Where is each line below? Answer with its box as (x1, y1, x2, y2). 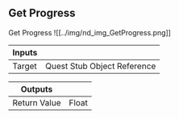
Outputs (20, 84, 53, 95)
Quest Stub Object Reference (45, 60, 156, 72)
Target (12, 60, 38, 72)
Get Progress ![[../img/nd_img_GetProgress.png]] (8, 27, 172, 37)
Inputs (12, 47, 38, 58)
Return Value (12, 96, 61, 108)
